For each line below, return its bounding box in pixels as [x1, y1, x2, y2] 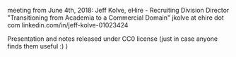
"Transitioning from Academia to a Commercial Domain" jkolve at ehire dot [7, 13, 224, 22]
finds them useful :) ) [7, 42, 69, 50]
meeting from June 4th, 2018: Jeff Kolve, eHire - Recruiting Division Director [7, 6, 230, 14]
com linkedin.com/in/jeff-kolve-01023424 [7, 21, 129, 29]
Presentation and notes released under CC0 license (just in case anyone [7, 34, 218, 43]
